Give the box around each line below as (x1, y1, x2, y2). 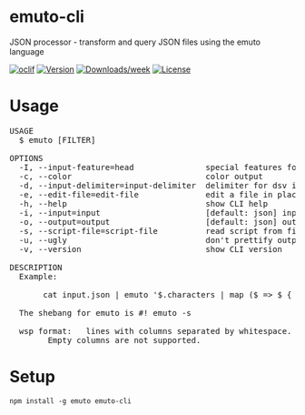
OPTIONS (9, 153, 44, 163)
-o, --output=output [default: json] (18, 217, 279, 227)
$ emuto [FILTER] (18, 135, 96, 145)
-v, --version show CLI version (18, 244, 283, 254)
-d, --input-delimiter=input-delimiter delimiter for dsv (18, 180, 288, 190)
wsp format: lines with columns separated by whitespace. (18, 326, 292, 336)
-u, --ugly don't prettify (18, 235, 273, 245)
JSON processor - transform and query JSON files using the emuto (9, 36, 261, 47)
